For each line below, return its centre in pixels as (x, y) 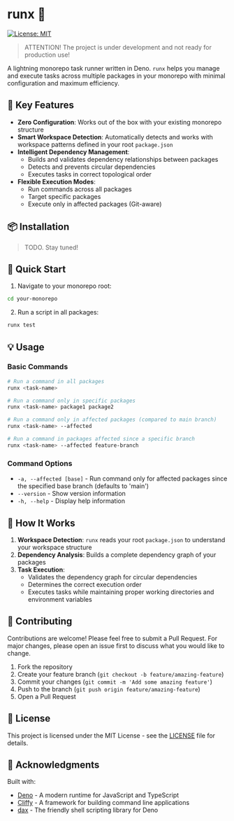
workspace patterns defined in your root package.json (95, 144)
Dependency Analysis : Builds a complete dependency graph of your (117, 554)
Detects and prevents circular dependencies (92, 167)
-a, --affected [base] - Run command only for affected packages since (122, 478)
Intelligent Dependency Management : (73, 152)
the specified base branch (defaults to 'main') (83, 486)
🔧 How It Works (41, 523)
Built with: (22, 782)
